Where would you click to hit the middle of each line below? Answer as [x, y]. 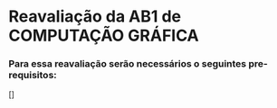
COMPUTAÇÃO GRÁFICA [104, 36]
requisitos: [33, 76]
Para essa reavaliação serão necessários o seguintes [128, 64]
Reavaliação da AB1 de [95, 17]
